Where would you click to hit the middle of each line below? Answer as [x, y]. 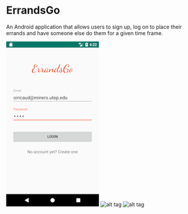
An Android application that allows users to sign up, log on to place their [94, 27]
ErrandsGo [33, 10]
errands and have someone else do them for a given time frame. [85, 33]
